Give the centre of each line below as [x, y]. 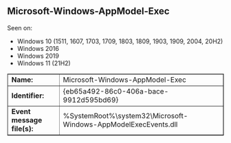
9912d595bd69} [91, 100]
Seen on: [20, 27]
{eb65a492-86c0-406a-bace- [116, 91]
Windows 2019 [38, 56]
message [27, 120]
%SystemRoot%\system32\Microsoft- [125, 115]
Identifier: [28, 96]
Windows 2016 [38, 48]
